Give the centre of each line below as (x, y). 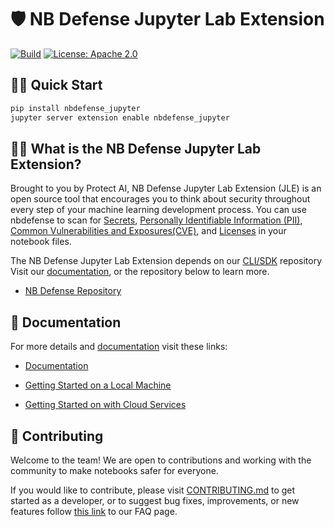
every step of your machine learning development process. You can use (158, 210)
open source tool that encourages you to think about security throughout (160, 199)
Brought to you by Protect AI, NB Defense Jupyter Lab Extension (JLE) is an (166, 188)
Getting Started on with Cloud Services (105, 405)
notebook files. (41, 242)
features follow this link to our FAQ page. (94, 511)
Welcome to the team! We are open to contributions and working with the (161, 460)
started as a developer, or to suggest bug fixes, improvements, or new (155, 500)
